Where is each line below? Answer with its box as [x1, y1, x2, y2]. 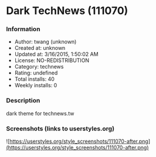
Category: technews [14, 63, 64, 70]
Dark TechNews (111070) [6, 4, 128, 18]
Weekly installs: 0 [14, 82, 57, 89]
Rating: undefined [14, 69, 58, 77]
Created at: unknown [14, 45, 66, 52]
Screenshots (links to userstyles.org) [6, 124, 115, 132]
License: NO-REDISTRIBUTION [14, 57, 90, 64]
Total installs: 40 [14, 76, 55, 83]
